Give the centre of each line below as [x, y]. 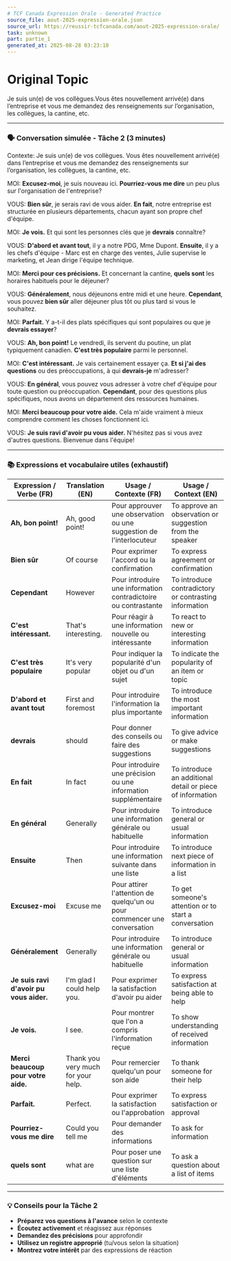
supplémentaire [137, 799]
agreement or [193, 560]
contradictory [193, 588]
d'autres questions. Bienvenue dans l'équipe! [71, 440]
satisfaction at [194, 984]
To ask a [185, 1156]
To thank [185, 1063]
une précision [134, 773]
